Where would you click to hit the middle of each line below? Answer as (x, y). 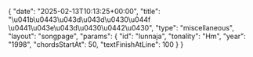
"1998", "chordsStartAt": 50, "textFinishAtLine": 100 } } (96, 45)
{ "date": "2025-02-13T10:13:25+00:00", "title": (84, 11)
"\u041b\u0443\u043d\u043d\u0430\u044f (80, 20)
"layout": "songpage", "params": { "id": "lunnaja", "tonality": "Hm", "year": (127, 36)
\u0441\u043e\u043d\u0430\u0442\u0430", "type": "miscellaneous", (121, 28)
